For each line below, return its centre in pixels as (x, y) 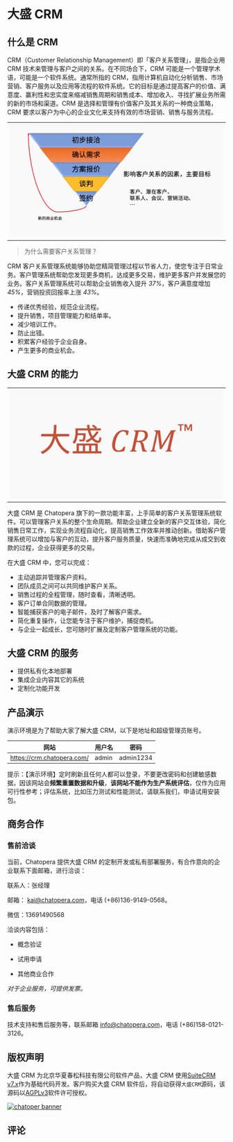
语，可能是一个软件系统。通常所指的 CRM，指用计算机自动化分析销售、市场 (115, 77)
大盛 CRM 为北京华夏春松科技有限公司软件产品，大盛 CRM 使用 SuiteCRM (112, 1075)
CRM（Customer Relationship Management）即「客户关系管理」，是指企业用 (116, 60)
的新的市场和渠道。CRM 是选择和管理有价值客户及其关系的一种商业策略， (112, 103)
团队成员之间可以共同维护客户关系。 (69, 586)
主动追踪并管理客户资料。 (54, 577)
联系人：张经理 (28, 885)
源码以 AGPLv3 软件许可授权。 (49, 1093)
